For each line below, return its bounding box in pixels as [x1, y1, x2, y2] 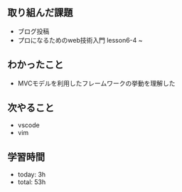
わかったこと [7, 59, 64, 71]
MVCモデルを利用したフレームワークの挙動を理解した [17, 79, 176, 87]
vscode [17, 121, 41, 129]
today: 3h [17, 170, 46, 179]
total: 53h [17, 178, 46, 186]
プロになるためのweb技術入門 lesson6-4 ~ [17, 36, 144, 44]
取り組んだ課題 [7, 6, 73, 19]
